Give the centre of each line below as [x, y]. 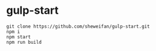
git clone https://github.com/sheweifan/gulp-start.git [78, 26]
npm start [19, 37]
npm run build [24, 42]
